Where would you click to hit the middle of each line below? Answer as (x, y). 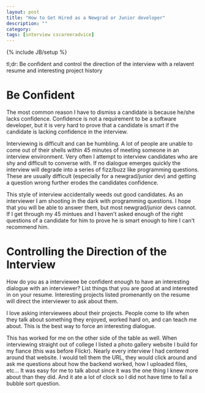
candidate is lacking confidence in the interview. (67, 132)
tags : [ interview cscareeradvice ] (50, 35)
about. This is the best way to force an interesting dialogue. (81, 326)
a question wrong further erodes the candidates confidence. (83, 183)
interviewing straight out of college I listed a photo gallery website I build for (102, 344)
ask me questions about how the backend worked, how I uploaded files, (97, 364)
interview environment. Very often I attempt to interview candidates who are (102, 157)
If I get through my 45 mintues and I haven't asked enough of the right (95, 214)
